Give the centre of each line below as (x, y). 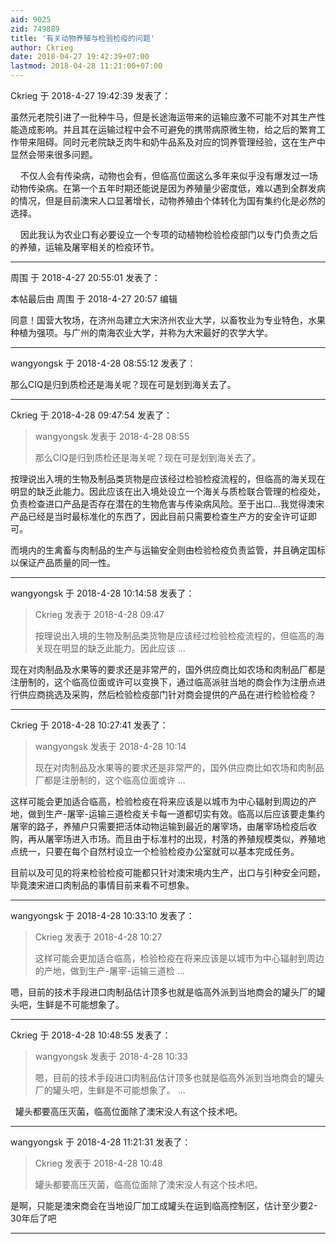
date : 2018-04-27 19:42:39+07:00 (80, 57)
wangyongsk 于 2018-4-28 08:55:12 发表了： (103, 363)
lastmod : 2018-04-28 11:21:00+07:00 (86, 66)
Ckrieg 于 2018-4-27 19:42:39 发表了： (91, 95)
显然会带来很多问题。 (54, 154)
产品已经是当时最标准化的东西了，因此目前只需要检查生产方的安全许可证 (159, 516)
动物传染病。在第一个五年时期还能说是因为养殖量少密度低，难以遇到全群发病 (168, 188)
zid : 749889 (35, 29)
